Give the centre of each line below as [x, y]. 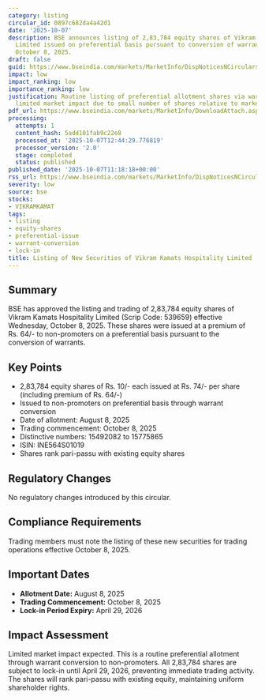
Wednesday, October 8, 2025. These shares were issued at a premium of [127, 326]
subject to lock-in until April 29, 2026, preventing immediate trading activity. [131, 671]
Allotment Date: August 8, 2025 [72, 593]
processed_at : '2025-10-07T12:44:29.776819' [90, 140]
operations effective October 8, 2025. [69, 549]
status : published [46, 163]
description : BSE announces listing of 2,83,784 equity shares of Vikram [132, 38]
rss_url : [22, 177]
